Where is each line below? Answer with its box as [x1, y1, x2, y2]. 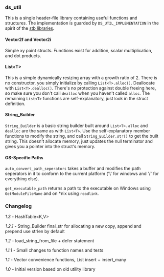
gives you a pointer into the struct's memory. [5, 143, 95, 149]
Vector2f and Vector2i [5, 36, 51, 43]
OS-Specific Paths [5, 154, 44, 160]
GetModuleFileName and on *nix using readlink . [5, 191, 99, 196]
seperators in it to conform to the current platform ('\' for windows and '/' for [5, 170, 159, 177]
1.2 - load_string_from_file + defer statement [5, 238, 94, 244]
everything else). [5, 176, 39, 182]
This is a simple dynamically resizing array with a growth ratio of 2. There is [5, 75, 158, 81]
